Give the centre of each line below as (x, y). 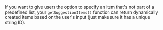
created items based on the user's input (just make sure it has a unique (78, 17)
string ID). (15, 22)
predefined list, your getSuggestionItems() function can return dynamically (81, 12)
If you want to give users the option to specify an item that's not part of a (80, 7)
